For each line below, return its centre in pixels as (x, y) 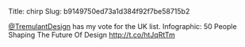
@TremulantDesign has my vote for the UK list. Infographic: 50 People (122, 26)
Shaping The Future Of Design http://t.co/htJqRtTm (92, 35)
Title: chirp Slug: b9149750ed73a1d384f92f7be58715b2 (99, 11)
